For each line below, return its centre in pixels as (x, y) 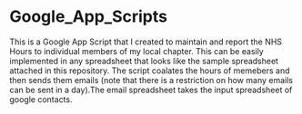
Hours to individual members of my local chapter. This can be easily (136, 51)
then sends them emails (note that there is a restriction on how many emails (151, 80)
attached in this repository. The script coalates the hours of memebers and (150, 71)
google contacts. (41, 99)
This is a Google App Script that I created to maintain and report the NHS (146, 42)
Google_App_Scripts (89, 17)
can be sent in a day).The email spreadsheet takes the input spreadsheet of (151, 90)
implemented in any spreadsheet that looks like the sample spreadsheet (144, 61)
